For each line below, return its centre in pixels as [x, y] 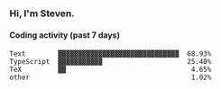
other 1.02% [110, 78]
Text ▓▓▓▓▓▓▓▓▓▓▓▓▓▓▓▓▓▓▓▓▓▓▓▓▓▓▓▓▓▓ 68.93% [110, 54]
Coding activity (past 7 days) [64, 35]
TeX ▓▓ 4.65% [110, 70]
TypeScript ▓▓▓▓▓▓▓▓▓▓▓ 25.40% [110, 62]
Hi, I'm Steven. [42, 13]
